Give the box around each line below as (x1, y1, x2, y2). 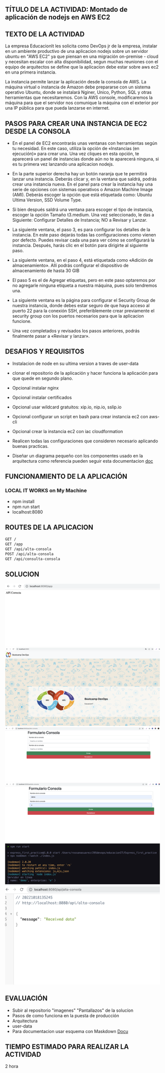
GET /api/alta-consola (5, 547, 52, 552)
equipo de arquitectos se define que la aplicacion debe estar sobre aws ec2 (5, 64, 159, 70)
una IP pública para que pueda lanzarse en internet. (5, 105, 110, 111)
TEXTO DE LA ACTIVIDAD (5, 30, 85, 38)
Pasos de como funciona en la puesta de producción (12, 1012, 119, 1018)
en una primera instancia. (5, 69, 56, 75)
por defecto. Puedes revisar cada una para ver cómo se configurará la (12, 237, 155, 243)
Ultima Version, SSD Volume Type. (12, 197, 82, 203)
